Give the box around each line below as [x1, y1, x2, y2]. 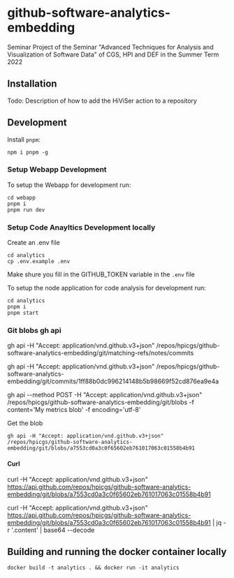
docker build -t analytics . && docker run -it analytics [7, 564, 180, 572]
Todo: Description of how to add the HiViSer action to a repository [7, 96, 198, 105]
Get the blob [7, 419, 43, 427]
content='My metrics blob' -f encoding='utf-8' [7, 406, 141, 414]
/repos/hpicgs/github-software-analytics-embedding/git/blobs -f [7, 398, 194, 406]
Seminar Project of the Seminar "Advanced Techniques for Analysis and [7, 43, 214, 51]
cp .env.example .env [7, 258, 71, 265]
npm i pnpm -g [7, 149, 49, 156]
